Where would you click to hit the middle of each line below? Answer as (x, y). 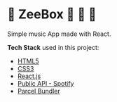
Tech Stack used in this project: (53, 47)
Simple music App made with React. (59, 34)
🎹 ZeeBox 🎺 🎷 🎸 (52, 14)
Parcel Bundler (39, 91)
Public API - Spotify (46, 83)
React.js (29, 76)
